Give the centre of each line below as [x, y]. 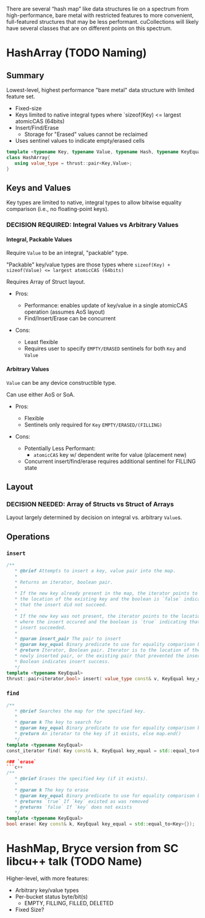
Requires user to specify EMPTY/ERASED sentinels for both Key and [105, 349]
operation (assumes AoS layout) [65, 312]
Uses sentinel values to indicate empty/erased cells [80, 141]
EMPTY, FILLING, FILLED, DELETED [69, 903]
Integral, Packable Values [39, 239]
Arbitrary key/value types [47, 890]
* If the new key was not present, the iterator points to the [96, 616]
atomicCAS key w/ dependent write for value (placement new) [110, 454]
